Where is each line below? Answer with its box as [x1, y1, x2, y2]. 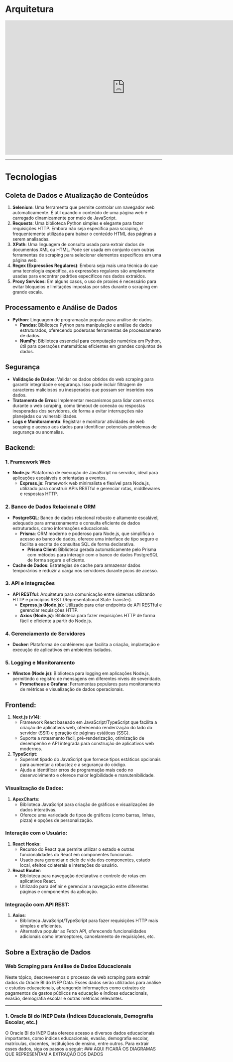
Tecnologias [5, 171, 57, 183]
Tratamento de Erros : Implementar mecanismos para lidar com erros [12, 397, 154, 403]
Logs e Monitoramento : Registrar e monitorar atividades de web [12, 418, 145, 424]
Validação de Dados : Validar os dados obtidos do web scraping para [12, 376, 154, 382]
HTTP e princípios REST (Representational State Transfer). [12, 596, 132, 602]
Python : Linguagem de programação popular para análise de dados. [12, 316, 153, 322]
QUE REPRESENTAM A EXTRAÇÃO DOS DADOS [5, 1051, 104, 1057]
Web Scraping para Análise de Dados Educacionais [5, 963, 131, 970]
